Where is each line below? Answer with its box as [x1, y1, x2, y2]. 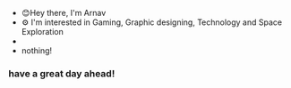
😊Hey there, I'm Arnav [21, 8, 107, 18]
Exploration [21, 27, 64, 36]
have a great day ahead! [8, 67, 116, 79]
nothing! [21, 45, 53, 56]
